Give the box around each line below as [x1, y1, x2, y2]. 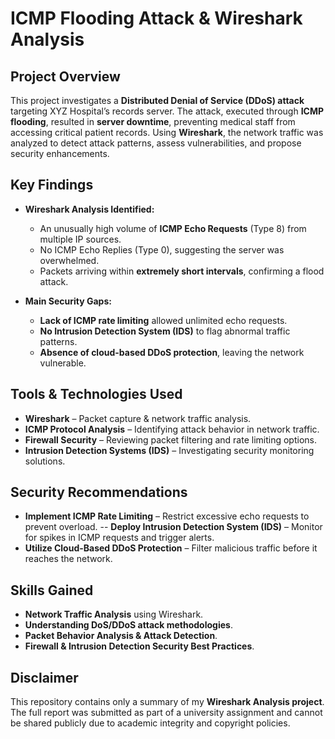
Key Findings [10, 177, 94, 194]
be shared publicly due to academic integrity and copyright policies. [10, 717, 291, 729]
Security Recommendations [10, 484, 188, 501]
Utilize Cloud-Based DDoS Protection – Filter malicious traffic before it [24, 542, 318, 554]
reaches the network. [24, 553, 113, 565]
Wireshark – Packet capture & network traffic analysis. [24, 412, 252, 424]
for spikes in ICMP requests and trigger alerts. [24, 532, 215, 544]
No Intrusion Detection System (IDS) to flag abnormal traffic [39, 325, 291, 337]
